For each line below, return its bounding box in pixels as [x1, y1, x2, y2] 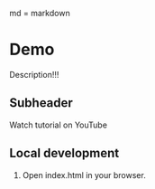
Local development [9, 146, 120, 161]
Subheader [9, 95, 74, 111]
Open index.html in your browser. [22, 169, 146, 180]
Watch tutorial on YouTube [9, 119, 108, 130]
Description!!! [9, 69, 59, 80]
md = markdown [9, 8, 70, 18]
